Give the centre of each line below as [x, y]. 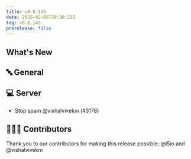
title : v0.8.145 [26, 12]
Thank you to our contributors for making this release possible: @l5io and [96, 144]
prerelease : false [29, 28]
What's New [29, 52]
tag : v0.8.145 [24, 23]
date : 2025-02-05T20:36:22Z [41, 17]
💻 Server [24, 93]
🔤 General [25, 73]
